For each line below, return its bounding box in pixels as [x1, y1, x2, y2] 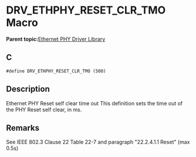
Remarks [6, 123, 40, 133]
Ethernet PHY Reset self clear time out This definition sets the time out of [6, 99, 183, 106]
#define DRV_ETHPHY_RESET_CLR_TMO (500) [6, 68, 107, 74]
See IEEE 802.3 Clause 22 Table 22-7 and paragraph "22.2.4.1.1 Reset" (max [6, 139, 190, 146]
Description [6, 84, 50, 94]
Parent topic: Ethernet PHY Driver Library [6, 35, 106, 42]
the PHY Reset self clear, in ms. [6, 106, 82, 113]
